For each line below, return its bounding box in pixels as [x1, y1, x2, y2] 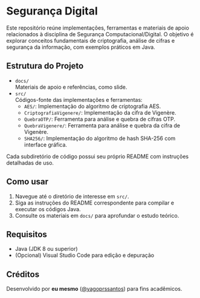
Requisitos [6, 229, 47, 239]
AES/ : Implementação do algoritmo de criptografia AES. [24, 103, 161, 110]
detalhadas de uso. [6, 159, 54, 166]
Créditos [6, 269, 40, 279]
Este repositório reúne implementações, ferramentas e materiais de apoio [6, 24, 189, 31]
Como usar [6, 177, 49, 187]
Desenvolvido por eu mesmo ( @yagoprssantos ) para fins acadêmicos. [6, 285, 182, 293]
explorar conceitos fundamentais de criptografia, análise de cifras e [6, 37, 175, 44]
